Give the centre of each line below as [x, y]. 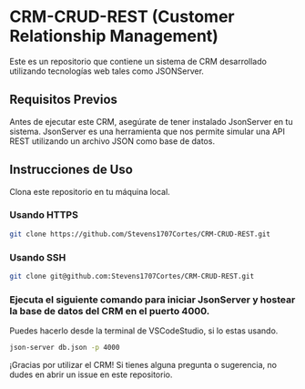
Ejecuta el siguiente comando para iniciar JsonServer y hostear [152, 300]
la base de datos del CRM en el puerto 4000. [110, 311]
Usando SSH [38, 257]
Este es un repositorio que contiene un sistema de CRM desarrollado [138, 61]
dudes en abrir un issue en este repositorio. [91, 374]
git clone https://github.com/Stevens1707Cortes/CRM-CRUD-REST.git [140, 234]
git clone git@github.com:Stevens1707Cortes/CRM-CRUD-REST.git [132, 276]
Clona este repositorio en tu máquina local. [90, 191]
